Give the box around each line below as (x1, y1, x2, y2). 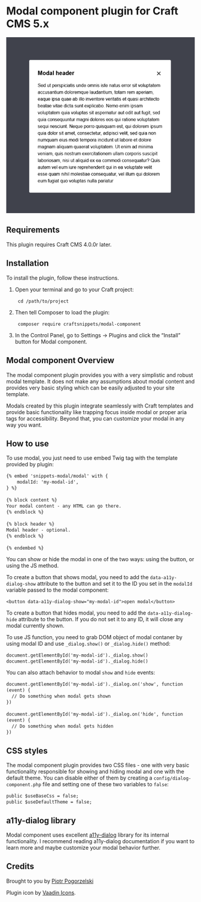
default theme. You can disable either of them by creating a (6, 774, 153, 781)
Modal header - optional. (6, 527, 71, 534)
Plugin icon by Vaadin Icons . (6, 889, 76, 896)
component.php (6, 782, 42, 788)
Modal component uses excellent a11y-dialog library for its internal (6, 831, 169, 838)
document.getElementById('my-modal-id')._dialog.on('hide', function (6, 711, 184, 718)
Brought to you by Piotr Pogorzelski (6, 877, 94, 885)
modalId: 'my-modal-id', (17, 479, 79, 486)
